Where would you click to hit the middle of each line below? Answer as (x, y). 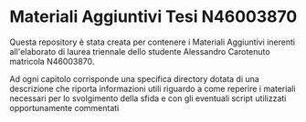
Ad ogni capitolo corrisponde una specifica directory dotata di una (135, 78)
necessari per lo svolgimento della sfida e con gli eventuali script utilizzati (148, 98)
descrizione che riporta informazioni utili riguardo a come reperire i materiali (153, 88)
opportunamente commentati (64, 107)
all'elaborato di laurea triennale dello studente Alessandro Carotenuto (140, 51)
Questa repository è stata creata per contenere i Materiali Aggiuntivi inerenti (152, 42)
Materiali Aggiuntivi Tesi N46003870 (153, 17)
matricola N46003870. (52, 61)
